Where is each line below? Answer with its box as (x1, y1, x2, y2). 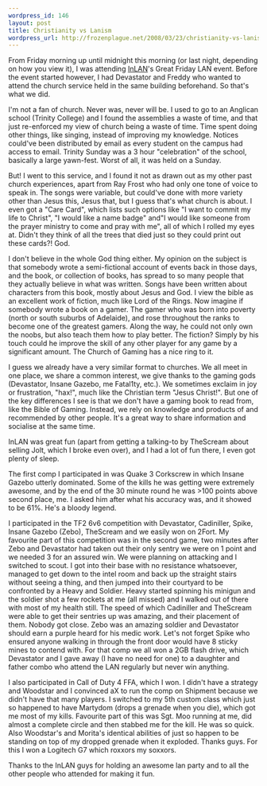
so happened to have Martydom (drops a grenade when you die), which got (8, 703, 256, 713)
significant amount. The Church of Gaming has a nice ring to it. (8, 347, 215, 356)
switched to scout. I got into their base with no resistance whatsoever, (8, 561, 238, 570)
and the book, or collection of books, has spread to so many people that (8, 271, 245, 281)
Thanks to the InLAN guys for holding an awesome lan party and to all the (8, 761, 250, 770)
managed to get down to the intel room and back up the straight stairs (8, 570, 237, 579)
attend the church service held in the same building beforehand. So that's (8, 81, 250, 91)
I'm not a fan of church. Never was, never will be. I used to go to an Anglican (8, 105, 259, 115)
